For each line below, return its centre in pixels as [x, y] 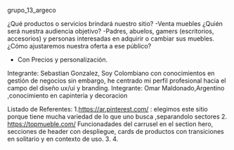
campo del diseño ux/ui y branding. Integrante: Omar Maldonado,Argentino [116, 88]
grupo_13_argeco [32, 10]
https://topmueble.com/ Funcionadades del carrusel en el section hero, [110, 124]
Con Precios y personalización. [63, 60]
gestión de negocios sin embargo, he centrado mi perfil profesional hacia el [117, 81]
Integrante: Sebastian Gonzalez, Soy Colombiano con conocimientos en [111, 73]
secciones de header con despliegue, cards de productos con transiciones [116, 131]
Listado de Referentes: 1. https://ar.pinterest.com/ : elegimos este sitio [108, 109]
